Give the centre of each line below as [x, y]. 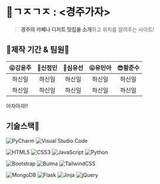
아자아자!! [17, 106]
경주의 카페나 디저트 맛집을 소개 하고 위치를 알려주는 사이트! [87, 29]
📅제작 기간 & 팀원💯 [38, 50]
